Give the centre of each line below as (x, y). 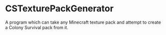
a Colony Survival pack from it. (37, 27)
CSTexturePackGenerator (59, 9)
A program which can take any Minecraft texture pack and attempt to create (83, 22)
